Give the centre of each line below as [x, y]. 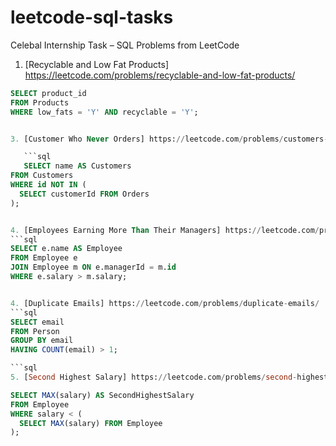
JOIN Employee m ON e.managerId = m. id [93, 267]
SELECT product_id [48, 93]
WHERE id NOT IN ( [48, 185]
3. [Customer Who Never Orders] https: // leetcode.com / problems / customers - [169, 139]
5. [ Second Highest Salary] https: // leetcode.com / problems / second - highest [169, 377]
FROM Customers [42, 176]
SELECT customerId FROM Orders [84, 194]
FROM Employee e [44, 258]
